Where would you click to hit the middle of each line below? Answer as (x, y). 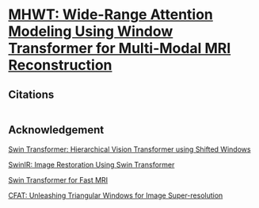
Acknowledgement (56, 130)
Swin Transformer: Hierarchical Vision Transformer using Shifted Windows (129, 149)
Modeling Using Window (91, 31)
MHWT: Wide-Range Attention (111, 15)
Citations (31, 94)
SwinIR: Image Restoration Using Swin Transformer (91, 164)
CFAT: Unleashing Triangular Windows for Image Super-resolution (116, 195)
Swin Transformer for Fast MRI (58, 179)
